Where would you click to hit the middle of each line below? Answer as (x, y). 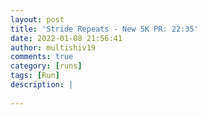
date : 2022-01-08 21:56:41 (66, 38)
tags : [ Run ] (35, 76)
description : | (42, 85)
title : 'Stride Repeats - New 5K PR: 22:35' (104, 29)
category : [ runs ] (46, 66)
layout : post (37, 19)
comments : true (42, 57)
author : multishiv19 (53, 47)
